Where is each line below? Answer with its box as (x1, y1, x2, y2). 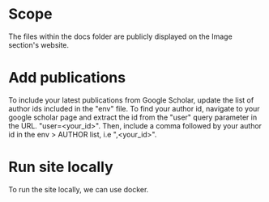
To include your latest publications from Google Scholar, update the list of (8, 95, 254, 105)
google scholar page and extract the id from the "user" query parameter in (8, 112, 258, 122)
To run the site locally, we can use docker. (8, 184, 149, 194)
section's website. (8, 40, 70, 49)
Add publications (8, 69, 126, 87)
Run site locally (8, 158, 113, 176)
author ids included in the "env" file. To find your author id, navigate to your (8, 103, 261, 113)
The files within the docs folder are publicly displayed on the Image (8, 32, 233, 41)
